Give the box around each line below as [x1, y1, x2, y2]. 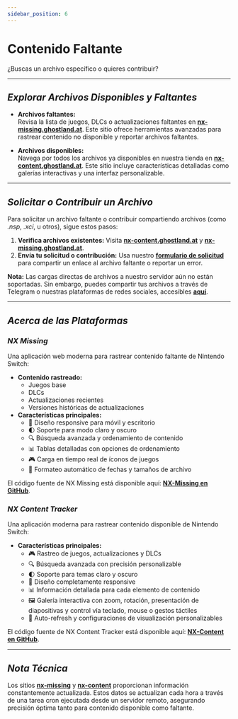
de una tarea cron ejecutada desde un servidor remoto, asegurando [7, 696, 205, 704]
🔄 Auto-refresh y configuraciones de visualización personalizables [28, 614, 223, 623]
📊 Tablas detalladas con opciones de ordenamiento [28, 444, 181, 453]
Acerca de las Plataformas [7, 314, 129, 326]
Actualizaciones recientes [28, 396, 104, 404]
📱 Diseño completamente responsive [28, 577, 136, 586]
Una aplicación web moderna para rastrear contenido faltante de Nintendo [7, 352, 225, 360]
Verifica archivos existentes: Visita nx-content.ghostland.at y [17, 236, 203, 245]
